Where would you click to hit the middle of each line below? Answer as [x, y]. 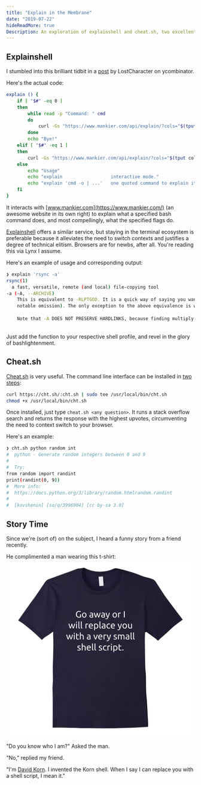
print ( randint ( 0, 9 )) [33, 480]
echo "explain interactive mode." [94, 177]
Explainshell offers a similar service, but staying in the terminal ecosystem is [100, 232]
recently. [17, 545]
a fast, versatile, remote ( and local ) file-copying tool [86, 287]
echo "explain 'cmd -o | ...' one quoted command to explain [108, 183]
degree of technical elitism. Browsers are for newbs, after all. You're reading [100, 244]
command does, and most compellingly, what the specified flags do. [90, 220]
